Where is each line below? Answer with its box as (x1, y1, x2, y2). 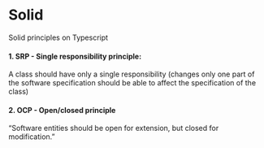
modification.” (8, 132, 55, 141)
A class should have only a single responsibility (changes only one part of (8, 69, 255, 79)
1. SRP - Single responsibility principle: (8, 51, 142, 61)
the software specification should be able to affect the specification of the (8, 78, 257, 88)
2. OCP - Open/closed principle (8, 105, 116, 115)
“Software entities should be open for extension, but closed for (8, 124, 219, 133)
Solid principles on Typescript (8, 33, 108, 42)
